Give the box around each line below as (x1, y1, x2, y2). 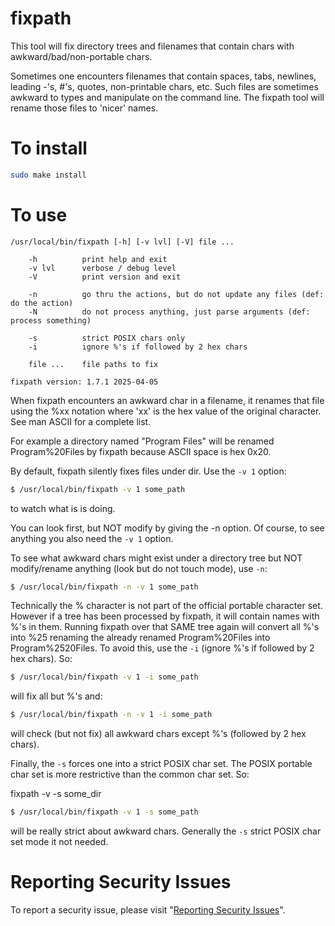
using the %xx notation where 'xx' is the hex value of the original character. (10, 405, 322, 417)
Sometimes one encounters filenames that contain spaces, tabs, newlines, (10, 70, 317, 82)
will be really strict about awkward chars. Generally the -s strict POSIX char (10, 825, 322, 837)
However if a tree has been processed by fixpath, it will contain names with (10, 610, 320, 622)
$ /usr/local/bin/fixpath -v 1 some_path (10, 484, 186, 494)
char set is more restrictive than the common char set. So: (10, 768, 250, 781)
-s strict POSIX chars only (28, 333, 186, 343)
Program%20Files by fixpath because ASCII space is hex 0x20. (10, 445, 272, 457)
